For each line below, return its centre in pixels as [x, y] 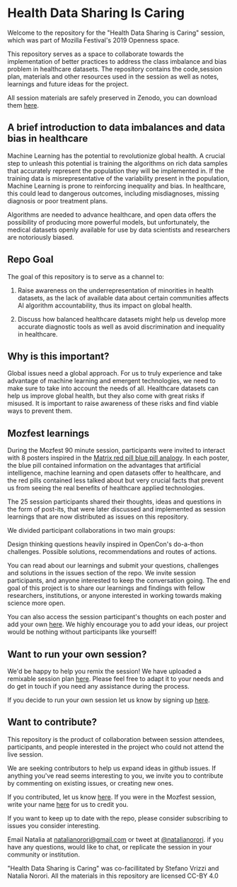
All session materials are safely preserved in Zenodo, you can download [112, 98]
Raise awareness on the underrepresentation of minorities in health [115, 290]
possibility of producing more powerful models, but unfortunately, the [109, 222]
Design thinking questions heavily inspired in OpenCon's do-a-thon [105, 544]
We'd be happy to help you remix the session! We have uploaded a [104, 671]
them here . [23, 105]
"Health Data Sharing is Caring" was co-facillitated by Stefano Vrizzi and [113, 868]
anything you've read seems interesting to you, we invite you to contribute [115, 775]
